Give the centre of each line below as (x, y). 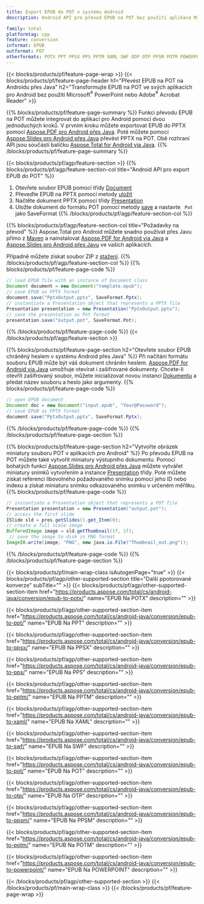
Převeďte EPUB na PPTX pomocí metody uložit (73, 194)
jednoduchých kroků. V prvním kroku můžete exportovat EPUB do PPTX (96, 126)
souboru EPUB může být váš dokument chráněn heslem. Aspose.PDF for (97, 363)
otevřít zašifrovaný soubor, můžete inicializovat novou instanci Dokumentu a (101, 376)
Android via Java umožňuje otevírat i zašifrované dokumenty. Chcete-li (95, 369)
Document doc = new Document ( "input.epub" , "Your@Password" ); (87, 406)
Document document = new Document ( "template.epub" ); (74, 286)
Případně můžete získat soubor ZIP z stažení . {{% (68, 256)
